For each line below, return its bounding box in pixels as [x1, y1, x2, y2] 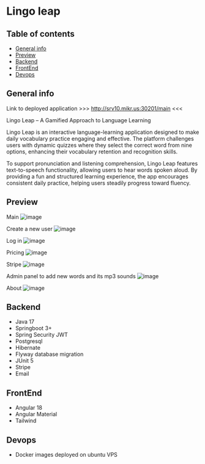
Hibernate [15, 344, 41, 352]
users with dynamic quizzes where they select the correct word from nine [6, 141, 193, 149]
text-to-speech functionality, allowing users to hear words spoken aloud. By [6, 166, 198, 174]
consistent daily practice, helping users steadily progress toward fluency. [6, 179, 191, 186]
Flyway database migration [15, 350, 84, 358]
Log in [6, 237, 23, 244]
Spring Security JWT [15, 331, 69, 339]
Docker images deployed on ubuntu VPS [15, 451, 118, 458]
